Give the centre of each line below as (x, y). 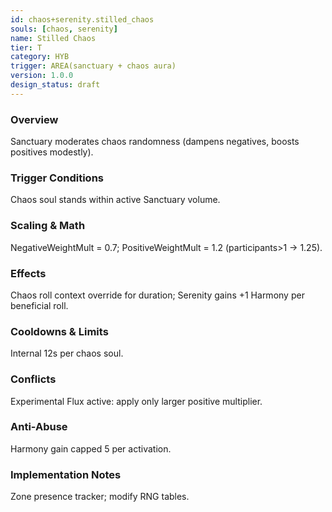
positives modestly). (52, 152)
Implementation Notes (66, 474)
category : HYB (40, 57)
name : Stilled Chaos (53, 38)
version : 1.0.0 (42, 76)
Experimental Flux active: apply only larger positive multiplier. (136, 401)
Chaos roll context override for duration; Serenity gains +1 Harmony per (157, 295)
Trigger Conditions (57, 178)
